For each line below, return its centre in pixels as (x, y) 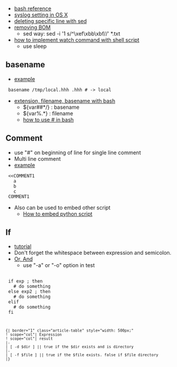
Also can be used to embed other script (62, 207)
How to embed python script (58, 214)
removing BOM (32, 27)
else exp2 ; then (29, 292)
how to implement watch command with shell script (77, 40)
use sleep (35, 46)
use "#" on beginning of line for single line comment (77, 152)
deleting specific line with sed (50, 21)
